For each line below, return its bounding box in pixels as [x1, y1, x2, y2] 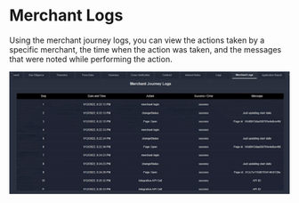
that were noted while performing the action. [9, 53, 173, 64]
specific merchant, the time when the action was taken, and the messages [9, 44, 282, 54]
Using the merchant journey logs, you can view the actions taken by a [9, 35, 265, 45]
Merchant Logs [9, 5, 124, 26]
